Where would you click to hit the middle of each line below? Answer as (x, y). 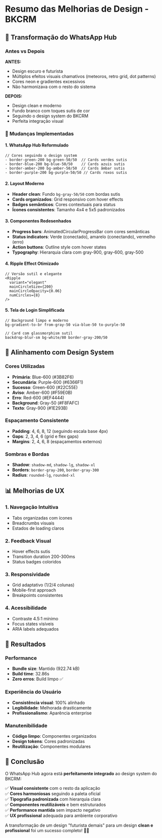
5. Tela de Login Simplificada (35, 310)
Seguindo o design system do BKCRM (50, 116)
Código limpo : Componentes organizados (54, 736)
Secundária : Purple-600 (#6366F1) (48, 382)
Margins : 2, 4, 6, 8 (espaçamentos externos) (57, 441)
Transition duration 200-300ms (44, 557)
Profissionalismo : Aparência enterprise (52, 713)
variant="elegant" (28, 282)
